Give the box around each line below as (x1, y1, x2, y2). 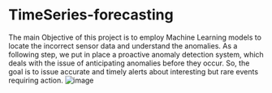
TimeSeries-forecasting (8, 6, 174, 24)
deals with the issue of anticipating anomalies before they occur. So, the (8, 58, 250, 68)
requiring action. (8, 75, 63, 85)
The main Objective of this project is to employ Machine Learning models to (8, 32, 262, 42)
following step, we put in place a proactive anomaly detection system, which (8, 49, 264, 59)
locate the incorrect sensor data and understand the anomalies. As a (8, 40, 238, 50)
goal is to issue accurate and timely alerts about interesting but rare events (8, 66, 258, 76)
